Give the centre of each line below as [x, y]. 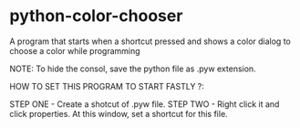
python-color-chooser [96, 16]
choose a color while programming [75, 50]
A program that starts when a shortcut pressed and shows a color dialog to [150, 41]
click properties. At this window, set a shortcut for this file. [119, 113]
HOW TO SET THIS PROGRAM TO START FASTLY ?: [107, 86]
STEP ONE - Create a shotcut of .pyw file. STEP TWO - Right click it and [145, 104]
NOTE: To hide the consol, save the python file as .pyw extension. [133, 69]
